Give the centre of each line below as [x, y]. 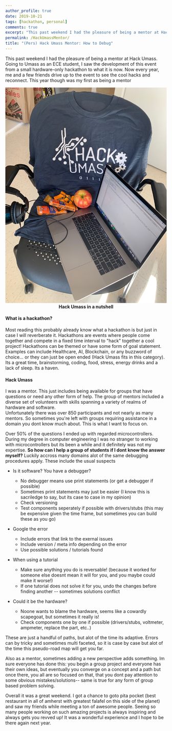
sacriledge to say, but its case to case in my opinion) [76, 497]
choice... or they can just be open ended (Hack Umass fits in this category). [85, 357]
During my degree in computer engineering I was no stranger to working [82, 439]
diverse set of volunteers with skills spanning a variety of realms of [76, 402]
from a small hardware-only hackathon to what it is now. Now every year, [82, 69]
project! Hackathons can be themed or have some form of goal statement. [83, 346]
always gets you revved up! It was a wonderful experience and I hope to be [84, 718]
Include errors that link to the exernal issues [67, 539]
